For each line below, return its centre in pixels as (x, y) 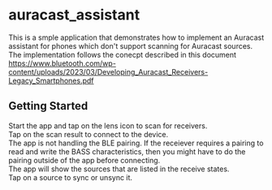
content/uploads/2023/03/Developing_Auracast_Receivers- (108, 71)
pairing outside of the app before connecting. (84, 160)
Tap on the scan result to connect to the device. (89, 134)
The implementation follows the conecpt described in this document (123, 54)
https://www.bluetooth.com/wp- (62, 63)
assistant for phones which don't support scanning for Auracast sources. (131, 45)
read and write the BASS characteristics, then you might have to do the (127, 151)
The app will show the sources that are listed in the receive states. (119, 169)
